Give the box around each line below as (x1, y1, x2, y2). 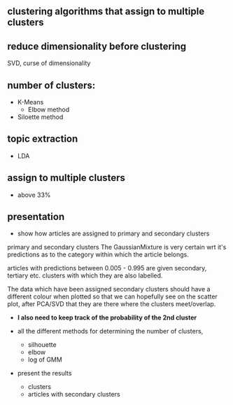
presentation (7, 211, 65, 223)
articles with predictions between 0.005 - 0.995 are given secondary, (7, 264, 207, 273)
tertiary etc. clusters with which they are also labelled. (7, 271, 163, 280)
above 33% (17, 191, 51, 199)
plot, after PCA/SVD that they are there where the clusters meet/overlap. (7, 300, 216, 308)
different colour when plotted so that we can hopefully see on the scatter (7, 292, 218, 301)
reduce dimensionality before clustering (7, 40, 187, 52)
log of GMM (27, 355, 63, 364)
